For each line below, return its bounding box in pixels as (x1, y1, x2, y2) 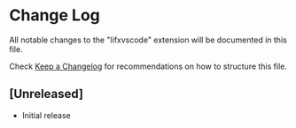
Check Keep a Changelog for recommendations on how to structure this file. (9, 61, 288, 72)
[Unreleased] (9, 87, 84, 102)
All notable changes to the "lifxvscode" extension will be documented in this (9, 34, 288, 45)
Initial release (21, 109, 71, 120)
